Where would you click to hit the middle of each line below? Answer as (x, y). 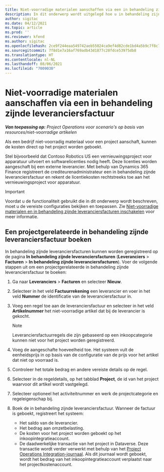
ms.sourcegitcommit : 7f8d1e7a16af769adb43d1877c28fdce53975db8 (71, 50)
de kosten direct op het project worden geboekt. (54, 146)
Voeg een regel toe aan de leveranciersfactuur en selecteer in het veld (83, 306)
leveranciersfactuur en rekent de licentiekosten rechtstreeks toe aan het (77, 177)
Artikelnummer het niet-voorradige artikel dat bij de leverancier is (79, 311)
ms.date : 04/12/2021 (26, 23)
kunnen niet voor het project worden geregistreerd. (64, 340)
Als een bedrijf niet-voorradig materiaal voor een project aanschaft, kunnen (81, 142)
